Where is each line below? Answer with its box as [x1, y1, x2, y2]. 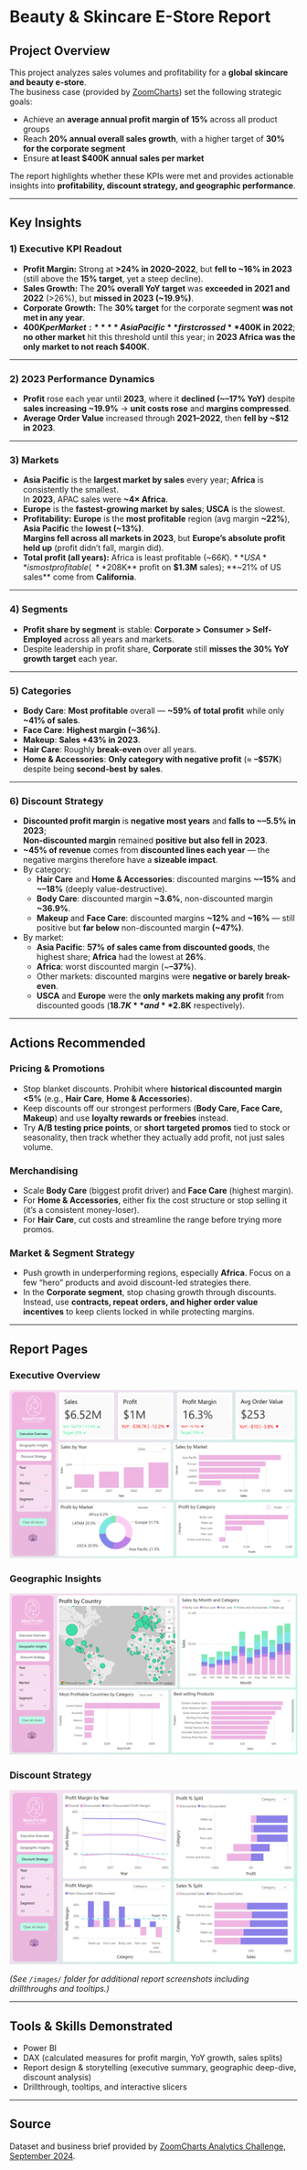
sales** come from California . [22, 571, 137, 582]
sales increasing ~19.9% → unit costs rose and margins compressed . [22, 402, 291, 413]
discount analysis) [22, 2072, 92, 2083]
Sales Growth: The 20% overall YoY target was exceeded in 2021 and [22, 282, 291, 293]
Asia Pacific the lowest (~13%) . [22, 523, 144, 534]
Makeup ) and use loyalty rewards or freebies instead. [22, 1112, 228, 1123]
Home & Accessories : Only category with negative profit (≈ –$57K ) [22, 753, 282, 764]
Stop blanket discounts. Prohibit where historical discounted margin [22, 1083, 282, 1094]
